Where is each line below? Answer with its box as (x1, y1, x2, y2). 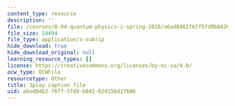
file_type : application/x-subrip (7, 36, 105, 43)
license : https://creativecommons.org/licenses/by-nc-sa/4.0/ (7, 62, 192, 69)
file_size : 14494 (7, 29, 58, 37)
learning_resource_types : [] (7, 56, 92, 63)
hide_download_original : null (7, 50, 96, 56)
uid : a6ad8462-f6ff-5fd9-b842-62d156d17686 (7, 88, 136, 95)
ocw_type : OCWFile (7, 68, 61, 75)
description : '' (7, 17, 55, 24)
